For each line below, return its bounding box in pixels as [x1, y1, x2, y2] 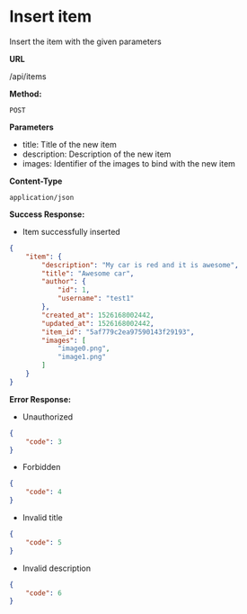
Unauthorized [22, 411, 74, 422]
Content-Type [9, 176, 63, 186]
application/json [9, 193, 75, 202]
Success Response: [9, 209, 85, 220]
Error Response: [9, 393, 72, 404]
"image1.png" [57, 353, 106, 362]
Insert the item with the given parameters [9, 36, 162, 47]
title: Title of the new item [22, 139, 117, 149]
